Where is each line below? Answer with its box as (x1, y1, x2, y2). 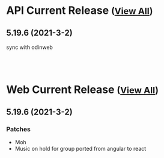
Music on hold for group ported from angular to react (14, 145, 147, 152)
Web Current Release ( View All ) (6, 83, 159, 96)
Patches (6, 125, 31, 133)
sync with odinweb (6, 43, 53, 51)
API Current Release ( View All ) (6, 4, 153, 17)
